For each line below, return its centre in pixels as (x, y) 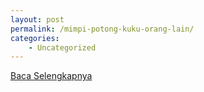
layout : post (37, 19)
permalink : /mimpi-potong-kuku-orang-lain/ (102, 29)
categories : (35, 38)
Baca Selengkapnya (51, 76)
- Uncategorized (62, 47)
